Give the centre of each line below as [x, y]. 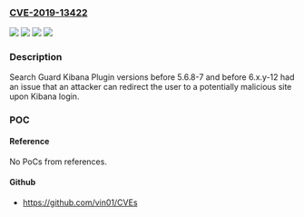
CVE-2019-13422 [49, 13]
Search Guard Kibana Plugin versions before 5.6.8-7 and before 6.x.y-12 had [152, 77]
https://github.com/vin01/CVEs [80, 202]
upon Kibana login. [44, 96]
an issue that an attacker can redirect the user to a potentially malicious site [151, 86]
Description [36, 57]
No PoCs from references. [58, 162]
